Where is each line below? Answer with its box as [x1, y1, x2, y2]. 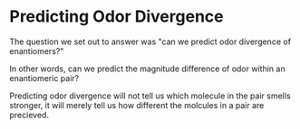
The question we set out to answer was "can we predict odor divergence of [9, 36, 292, 47]
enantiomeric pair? [9, 72, 80, 83]
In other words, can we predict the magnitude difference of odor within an [9, 63, 285, 74]
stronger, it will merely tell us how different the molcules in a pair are [9, 99, 265, 110]
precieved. [9, 109, 50, 120]
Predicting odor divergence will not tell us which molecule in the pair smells [9, 90, 292, 101]
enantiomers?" [9, 45, 64, 56]
